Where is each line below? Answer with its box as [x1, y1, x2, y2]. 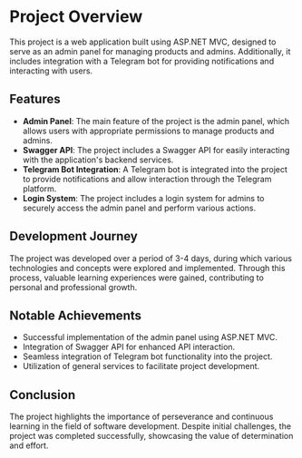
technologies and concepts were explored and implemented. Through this [9, 262, 286, 273]
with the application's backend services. [22, 154, 174, 165]
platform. [22, 183, 57, 194]
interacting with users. [9, 65, 93, 76]
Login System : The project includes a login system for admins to [22, 192, 265, 203]
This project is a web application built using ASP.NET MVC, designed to [9, 36, 277, 47]
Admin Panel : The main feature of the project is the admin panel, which [22, 115, 290, 126]
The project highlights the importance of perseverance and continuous [9, 411, 274, 423]
